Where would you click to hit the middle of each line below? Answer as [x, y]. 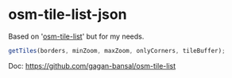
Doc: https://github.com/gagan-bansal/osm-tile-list [92, 65]
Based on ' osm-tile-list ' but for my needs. [76, 36]
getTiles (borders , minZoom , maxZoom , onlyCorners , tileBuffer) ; [117, 50]
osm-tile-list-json [68, 15]
